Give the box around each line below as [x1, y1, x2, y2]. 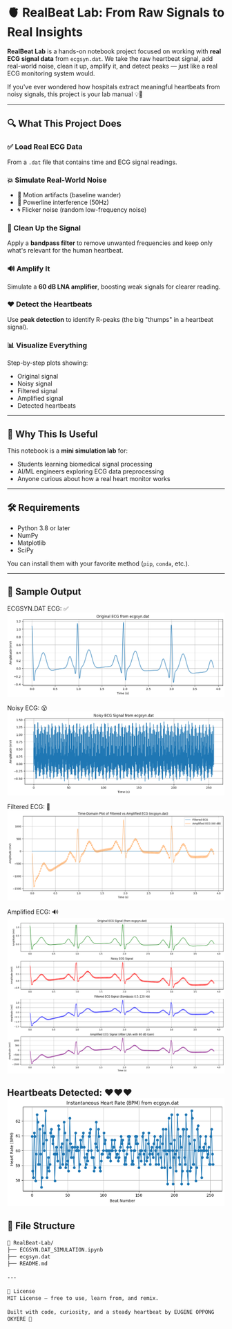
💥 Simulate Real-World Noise [7, 175, 107, 185]
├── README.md [7, 1260, 48, 1267]
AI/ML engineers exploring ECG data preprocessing [17, 467, 164, 476]
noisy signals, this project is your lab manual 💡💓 [7, 90, 143, 98]
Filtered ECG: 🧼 [7, 803, 50, 811]
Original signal [17, 372, 59, 381]
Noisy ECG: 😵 [7, 704, 48, 712]
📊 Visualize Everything [7, 340, 88, 350]
